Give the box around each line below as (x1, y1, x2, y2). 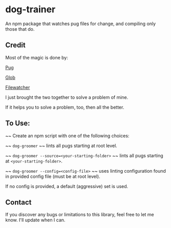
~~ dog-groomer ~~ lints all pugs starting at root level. (5, 142, 118, 149)
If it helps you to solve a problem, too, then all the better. (5, 104, 124, 110)
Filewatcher (5, 84, 30, 90)
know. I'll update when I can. (5, 217, 66, 223)
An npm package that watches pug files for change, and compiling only (5, 20, 156, 27)
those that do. (5, 26, 35, 32)
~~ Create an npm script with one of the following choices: (5, 132, 130, 139)
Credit (5, 41, 26, 50)
